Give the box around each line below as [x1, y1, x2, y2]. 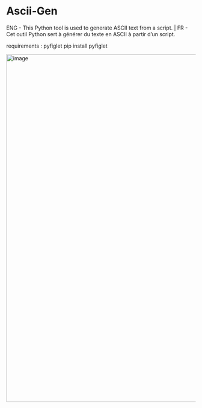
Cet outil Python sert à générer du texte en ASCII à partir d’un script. [6, 30, 176, 37]
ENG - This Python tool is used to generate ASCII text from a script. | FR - [6, 24, 188, 31]
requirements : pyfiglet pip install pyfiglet [6, 42, 108, 49]
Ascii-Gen [6, 4, 58, 18]
